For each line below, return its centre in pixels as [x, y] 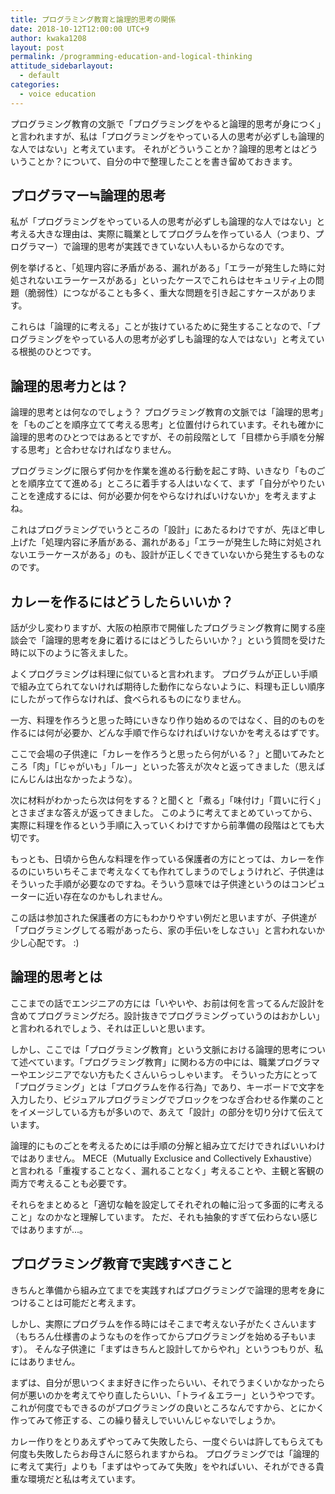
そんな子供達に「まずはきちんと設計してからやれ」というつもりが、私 [179, 1348]
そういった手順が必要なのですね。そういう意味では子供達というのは [150, 884]
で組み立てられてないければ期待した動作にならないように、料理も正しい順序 [167, 687]
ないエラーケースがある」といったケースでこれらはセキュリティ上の [176, 280]
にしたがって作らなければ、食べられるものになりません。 [128, 699]
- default [39, 76]
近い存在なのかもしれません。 [106, 897]
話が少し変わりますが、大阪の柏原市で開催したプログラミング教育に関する [163, 628]
